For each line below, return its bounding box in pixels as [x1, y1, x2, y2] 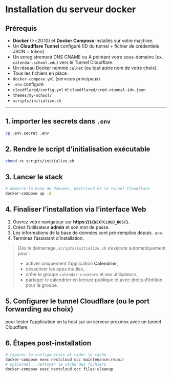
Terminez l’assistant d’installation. [12, 235, 84, 241]
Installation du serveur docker [5, 4, 136, 15]
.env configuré [12, 81, 44, 87]
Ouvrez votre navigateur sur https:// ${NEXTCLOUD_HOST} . [12, 219, 130, 225]
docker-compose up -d [5, 191, 52, 196]
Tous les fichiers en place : [12, 70, 70, 76]
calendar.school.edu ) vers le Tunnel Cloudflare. [12, 59, 114, 65]
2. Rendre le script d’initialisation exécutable [5, 145, 150, 154]
